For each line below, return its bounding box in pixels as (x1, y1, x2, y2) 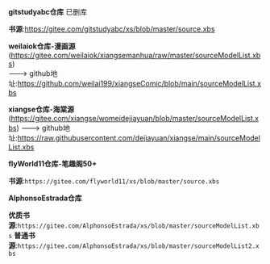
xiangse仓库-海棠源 (8, 104, 75, 114)
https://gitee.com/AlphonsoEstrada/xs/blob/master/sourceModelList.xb (17, 222, 260, 230)
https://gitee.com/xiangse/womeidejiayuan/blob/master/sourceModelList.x (10, 114, 260, 123)
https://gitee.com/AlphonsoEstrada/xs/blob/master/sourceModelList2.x (17, 242, 260, 250)
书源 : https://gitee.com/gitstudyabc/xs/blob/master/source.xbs (8, 24, 215, 34)
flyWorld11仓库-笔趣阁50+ (8, 159, 98, 168)
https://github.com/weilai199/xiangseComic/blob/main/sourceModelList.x (17, 79, 262, 88)
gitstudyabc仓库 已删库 (8, 7, 87, 16)
